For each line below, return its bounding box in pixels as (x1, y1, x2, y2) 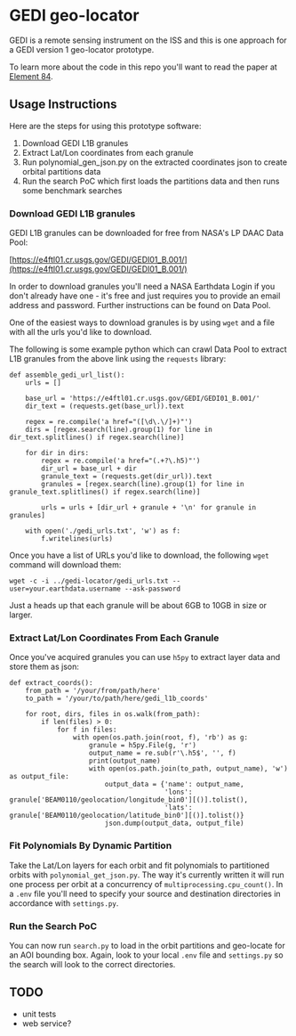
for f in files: (56, 725, 117, 735)
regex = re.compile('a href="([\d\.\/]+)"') (25, 418, 193, 427)
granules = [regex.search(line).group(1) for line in (41, 480, 244, 489)
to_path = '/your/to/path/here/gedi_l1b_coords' (25, 694, 209, 704)
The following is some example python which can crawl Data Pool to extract (9, 344, 287, 355)
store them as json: (9, 661, 80, 673)
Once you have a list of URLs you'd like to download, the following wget (9, 550, 269, 561)
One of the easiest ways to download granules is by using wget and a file (9, 317, 276, 328)
